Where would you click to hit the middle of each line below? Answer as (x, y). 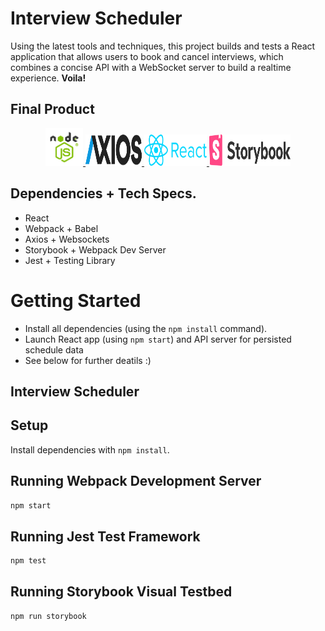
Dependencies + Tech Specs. (103, 193)
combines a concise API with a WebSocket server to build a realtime (151, 67)
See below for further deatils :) (88, 360)
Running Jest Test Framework (105, 536)
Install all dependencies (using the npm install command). (146, 328)
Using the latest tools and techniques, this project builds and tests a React (163, 46)
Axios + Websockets (67, 239)
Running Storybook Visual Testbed (121, 592)
